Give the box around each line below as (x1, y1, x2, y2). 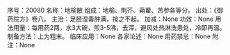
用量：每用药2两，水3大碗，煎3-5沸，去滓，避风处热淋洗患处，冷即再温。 (13, 24, 226, 31)
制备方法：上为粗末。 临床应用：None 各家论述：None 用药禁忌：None (7, 32, 211, 40)
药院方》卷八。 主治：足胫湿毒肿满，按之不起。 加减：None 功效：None (7, 15, 214, 23)
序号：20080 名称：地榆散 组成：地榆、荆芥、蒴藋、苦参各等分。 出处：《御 (7, 6, 224, 14)
